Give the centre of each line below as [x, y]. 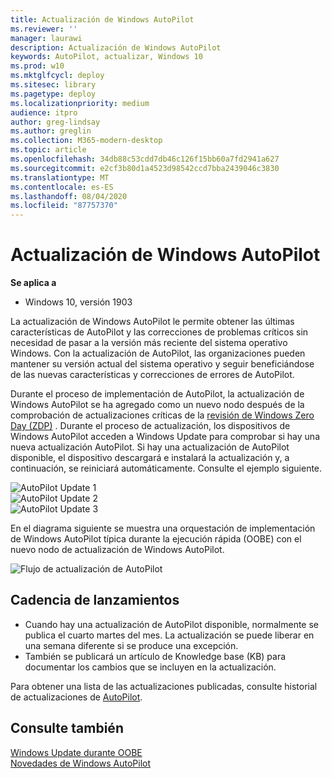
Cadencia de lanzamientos [95, 600]
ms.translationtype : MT [60, 177]
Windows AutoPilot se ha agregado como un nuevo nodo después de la [157, 405]
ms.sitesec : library [53, 85]
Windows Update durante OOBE [76, 752]
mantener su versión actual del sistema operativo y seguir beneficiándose [162, 364]
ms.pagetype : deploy [53, 94]
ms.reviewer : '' [44, 29]
